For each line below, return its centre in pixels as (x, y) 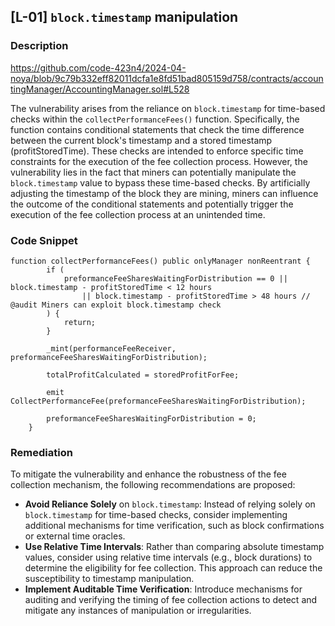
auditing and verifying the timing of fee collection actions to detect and (171, 600)
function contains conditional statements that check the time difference (157, 129)
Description (39, 46)
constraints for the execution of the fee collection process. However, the (159, 161)
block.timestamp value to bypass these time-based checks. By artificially (160, 182)
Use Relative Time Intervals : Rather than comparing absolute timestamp (174, 547)
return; (80, 322)
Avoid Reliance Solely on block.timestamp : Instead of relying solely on (170, 504)
